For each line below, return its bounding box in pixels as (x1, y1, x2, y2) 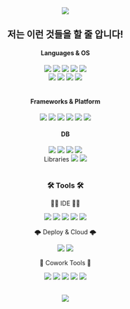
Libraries (44, 155, 70, 163)
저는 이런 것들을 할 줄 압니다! (7, 28, 124, 41)
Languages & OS (41, 49, 90, 57)
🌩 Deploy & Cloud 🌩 (34, 228, 97, 236)
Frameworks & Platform (30, 97, 100, 106)
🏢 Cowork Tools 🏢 (39, 259, 91, 267)
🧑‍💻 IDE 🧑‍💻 (50, 199, 81, 207)
